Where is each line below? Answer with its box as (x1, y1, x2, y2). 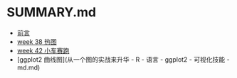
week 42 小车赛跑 (16, 46, 70, 55)
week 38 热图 (16, 37, 58, 46)
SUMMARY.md (6, 4, 97, 21)
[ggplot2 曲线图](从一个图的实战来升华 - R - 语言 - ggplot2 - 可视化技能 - (16, 55, 230, 64)
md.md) (16, 63, 41, 72)
